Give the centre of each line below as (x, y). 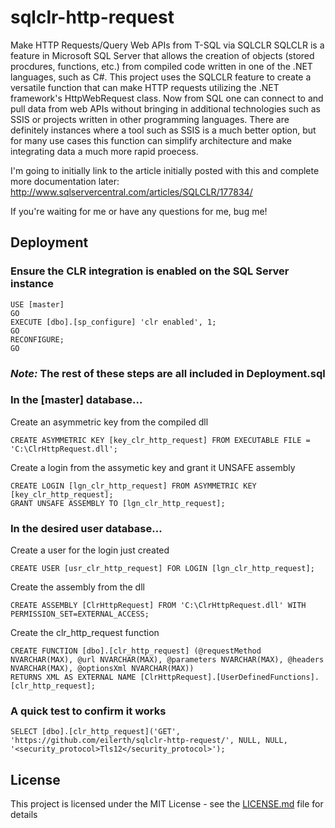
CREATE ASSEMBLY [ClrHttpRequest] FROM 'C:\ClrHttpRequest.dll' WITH (158, 606)
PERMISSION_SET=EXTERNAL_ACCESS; (80, 614)
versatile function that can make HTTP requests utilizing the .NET (145, 87)
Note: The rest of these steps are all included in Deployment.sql (168, 373)
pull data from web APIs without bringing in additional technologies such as (165, 108)
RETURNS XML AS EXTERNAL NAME (73, 677)
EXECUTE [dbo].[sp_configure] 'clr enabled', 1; (113, 322)
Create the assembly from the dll (77, 587)
